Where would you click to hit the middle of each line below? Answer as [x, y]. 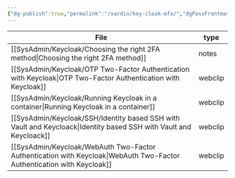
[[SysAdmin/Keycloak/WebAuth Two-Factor [83, 147]
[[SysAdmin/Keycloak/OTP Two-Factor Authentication [100, 69]
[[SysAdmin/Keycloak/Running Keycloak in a [84, 98]
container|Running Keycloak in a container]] [83, 107]
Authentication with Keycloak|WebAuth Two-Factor [95, 156]
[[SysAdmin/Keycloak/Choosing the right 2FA [86, 49]
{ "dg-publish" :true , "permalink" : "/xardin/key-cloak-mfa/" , [95, 14]
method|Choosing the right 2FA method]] [79, 58]
